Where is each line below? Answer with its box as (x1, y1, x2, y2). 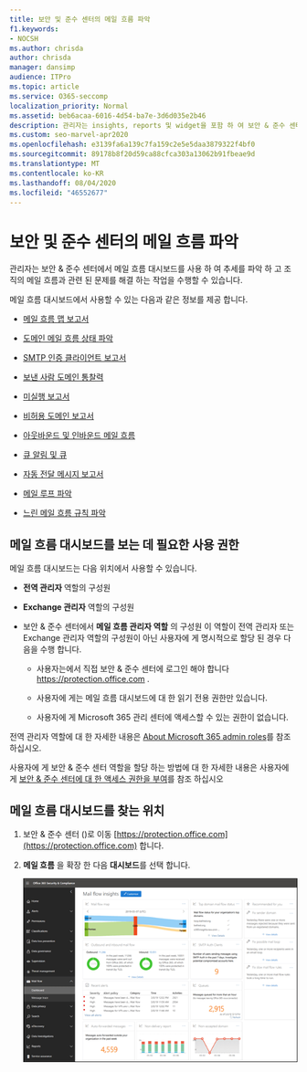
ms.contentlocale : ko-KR (9, 169, 104, 178)
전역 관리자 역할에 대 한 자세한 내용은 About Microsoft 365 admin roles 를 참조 (9, 731, 291, 742)
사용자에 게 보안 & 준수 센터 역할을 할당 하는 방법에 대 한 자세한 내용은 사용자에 (9, 762, 290, 773)
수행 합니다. (39, 644, 82, 655)
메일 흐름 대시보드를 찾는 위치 (9, 803, 165, 818)
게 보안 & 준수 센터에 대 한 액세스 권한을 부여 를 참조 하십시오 (9, 773, 224, 784)
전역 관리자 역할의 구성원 (22, 583, 111, 594)
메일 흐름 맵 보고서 (22, 313, 90, 324)
